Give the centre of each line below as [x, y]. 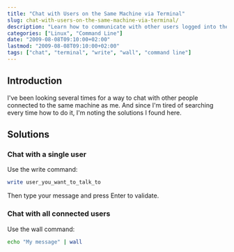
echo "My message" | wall [45, 242]
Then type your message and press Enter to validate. [83, 195]
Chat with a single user [47, 154]
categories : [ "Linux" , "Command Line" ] [65, 33]
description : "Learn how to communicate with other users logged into [112, 27]
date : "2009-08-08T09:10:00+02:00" [59, 40]
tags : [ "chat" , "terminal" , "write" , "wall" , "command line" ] [99, 53]
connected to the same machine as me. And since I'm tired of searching [110, 105]
